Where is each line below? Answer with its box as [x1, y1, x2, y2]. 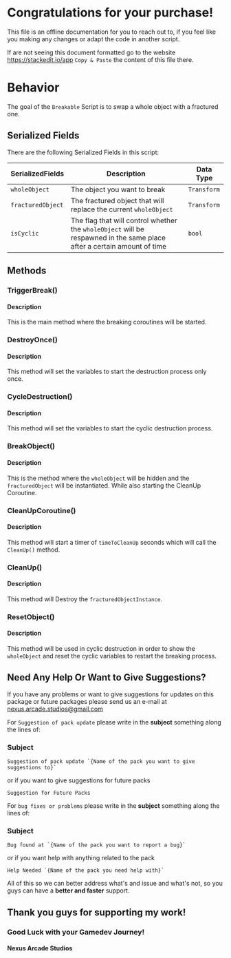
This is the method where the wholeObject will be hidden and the [7, 474, 190, 482]
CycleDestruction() [7, 392, 73, 402]
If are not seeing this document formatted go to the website [7, 48, 176, 56]
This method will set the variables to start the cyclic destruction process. [7, 424, 213, 433]
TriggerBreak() [7, 286, 58, 295]
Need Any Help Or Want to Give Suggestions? [7, 671, 206, 683]
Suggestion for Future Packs [7, 790, 91, 797]
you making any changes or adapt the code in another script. [7, 34, 180, 43]
